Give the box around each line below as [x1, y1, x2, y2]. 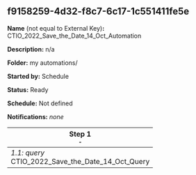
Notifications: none [7, 112, 64, 121]
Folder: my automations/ [7, 59, 78, 67]
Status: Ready [7, 85, 49, 93]
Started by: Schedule [7, 72, 70, 80]
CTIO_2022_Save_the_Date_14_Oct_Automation [7, 31, 142, 40]
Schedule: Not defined [7, 99, 73, 107]
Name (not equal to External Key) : [7, 24, 105, 32]
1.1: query [10, 148, 45, 158]
